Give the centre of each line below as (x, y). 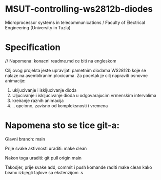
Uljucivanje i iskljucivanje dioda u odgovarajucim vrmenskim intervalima (84, 95)
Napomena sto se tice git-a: (62, 126)
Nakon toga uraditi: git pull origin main (43, 158)
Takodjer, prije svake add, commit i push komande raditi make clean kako (79, 167)
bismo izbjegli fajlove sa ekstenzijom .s (44, 172)
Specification (33, 48)
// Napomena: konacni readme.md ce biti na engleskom (61, 61)
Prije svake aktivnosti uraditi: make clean (46, 148)
